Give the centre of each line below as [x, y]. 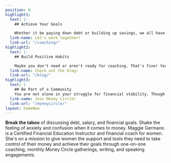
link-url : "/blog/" [31, 75]
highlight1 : [18, 15]
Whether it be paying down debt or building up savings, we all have [90, 33]
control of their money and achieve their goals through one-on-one [76, 144]
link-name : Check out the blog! [44, 71]
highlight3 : [18, 80]
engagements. [20, 155]
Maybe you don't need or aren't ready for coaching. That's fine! [86, 66]
